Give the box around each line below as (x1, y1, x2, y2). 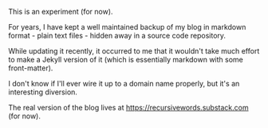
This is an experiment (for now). (8, 7, 113, 16)
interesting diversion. (8, 87, 78, 97)
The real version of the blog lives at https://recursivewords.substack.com (8, 103, 249, 112)
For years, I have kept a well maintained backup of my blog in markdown (8, 22, 246, 31)
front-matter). (8, 63, 53, 73)
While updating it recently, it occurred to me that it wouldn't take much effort (8, 46, 260, 55)
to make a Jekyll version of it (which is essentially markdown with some (8, 55, 243, 64)
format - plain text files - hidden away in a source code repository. (8, 31, 226, 40)
